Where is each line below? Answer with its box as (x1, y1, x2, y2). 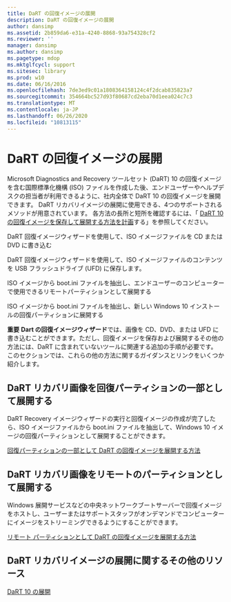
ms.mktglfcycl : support (7, 61, 76, 68)
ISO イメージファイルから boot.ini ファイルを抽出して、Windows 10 (19, 423, 210, 431)
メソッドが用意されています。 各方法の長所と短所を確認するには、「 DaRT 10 (7, 209, 224, 218)
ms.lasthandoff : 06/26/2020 (7, 112, 88, 119)
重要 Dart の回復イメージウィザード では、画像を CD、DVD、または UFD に (7, 325, 219, 334)
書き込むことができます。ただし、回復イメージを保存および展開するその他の (7, 334, 224, 342)
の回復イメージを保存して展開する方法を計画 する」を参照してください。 (7, 218, 212, 226)
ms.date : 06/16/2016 (7, 81, 67, 87)
